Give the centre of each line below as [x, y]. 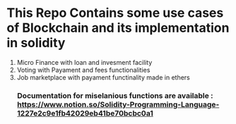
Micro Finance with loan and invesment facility [84, 62]
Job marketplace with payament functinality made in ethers [103, 77]
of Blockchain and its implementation [118, 28]
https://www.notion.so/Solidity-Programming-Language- [118, 104]
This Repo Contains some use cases [115, 13]
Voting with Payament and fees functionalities [83, 70]
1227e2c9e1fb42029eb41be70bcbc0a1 [85, 113]
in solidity [36, 43]
